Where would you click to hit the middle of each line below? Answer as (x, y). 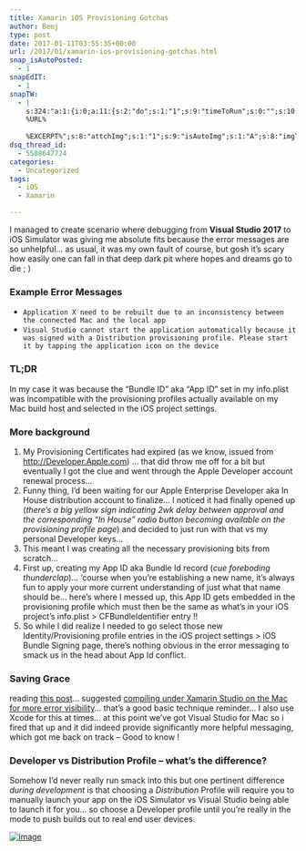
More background (50, 432)
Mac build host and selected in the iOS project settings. (113, 408)
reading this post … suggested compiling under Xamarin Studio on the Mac (149, 699)
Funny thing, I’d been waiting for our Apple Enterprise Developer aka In (155, 490)
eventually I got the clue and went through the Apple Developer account (158, 471)
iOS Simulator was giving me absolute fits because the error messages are (149, 239)
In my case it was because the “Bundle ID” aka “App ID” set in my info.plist (149, 389)
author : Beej (34, 26)
